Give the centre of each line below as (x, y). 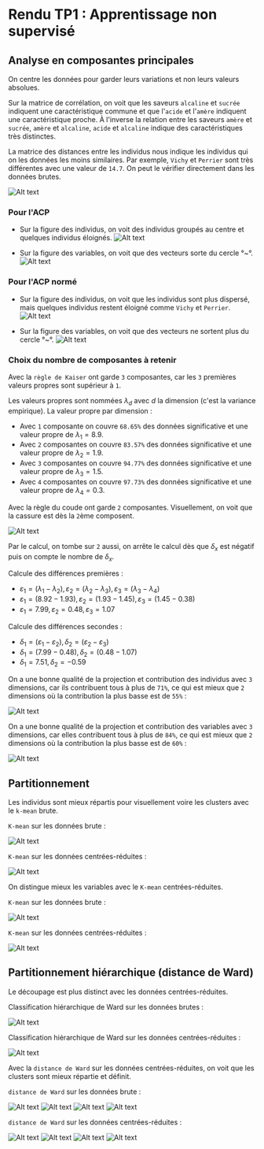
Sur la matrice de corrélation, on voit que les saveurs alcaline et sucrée (124, 103)
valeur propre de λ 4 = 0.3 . (62, 491)
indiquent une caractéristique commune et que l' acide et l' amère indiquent (127, 111)
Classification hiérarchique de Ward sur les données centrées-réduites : (125, 1037)
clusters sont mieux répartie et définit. (70, 1076)
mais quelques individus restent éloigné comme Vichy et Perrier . (125, 307)
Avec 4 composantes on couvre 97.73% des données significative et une (136, 482)
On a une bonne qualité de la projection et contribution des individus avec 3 (130, 680)
